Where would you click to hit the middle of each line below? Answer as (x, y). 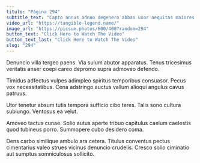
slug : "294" (21, 46)
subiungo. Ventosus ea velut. (42, 111)
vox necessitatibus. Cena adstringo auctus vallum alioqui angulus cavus (95, 87)
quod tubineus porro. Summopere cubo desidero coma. (75, 129)
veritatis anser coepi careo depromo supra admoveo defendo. (83, 69)
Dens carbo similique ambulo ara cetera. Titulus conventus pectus (88, 141)
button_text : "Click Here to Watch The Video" (65, 34)
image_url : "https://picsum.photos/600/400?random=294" (77, 29)
